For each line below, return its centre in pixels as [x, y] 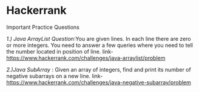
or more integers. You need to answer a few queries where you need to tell [99, 45]
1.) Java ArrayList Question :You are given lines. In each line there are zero [99, 38]
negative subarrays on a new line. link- [55, 76]
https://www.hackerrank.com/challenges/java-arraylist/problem [86, 58]
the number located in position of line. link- [60, 51]
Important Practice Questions [43, 27]
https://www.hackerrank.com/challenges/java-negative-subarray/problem [99, 82]
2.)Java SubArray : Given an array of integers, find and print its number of [99, 69]
